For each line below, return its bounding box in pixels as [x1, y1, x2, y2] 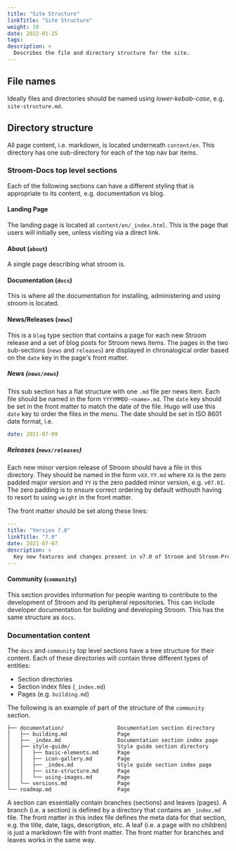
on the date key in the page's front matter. [7, 353, 129, 362]
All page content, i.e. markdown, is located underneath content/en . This [7, 141, 215, 149]
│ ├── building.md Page [7, 731, 131, 738]
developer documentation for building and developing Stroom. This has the [7, 605, 225, 613]
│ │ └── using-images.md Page [7, 774, 131, 781]
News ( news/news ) [7, 370, 59, 378]
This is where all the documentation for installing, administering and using [7, 292, 221, 300]
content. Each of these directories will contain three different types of [7, 654, 209, 663]
